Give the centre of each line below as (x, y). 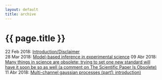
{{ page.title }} (35, 38)
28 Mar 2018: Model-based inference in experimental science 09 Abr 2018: (81, 57)
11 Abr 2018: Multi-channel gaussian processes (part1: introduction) (73, 72)
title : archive (21, 14)
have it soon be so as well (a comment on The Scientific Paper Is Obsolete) (81, 67)
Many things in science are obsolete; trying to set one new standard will (78, 62)
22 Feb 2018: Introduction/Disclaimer (42, 52)
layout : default (22, 10)
